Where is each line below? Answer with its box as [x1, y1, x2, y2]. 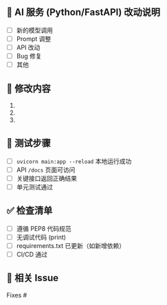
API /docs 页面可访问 [16, 166, 76, 174]
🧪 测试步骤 [6, 137, 51, 149]
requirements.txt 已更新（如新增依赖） [16, 241, 125, 249]
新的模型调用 [16, 26, 53, 34]
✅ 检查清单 [6, 205, 53, 216]
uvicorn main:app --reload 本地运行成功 [16, 157, 132, 165]
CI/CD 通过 [16, 250, 48, 258]
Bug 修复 [16, 52, 42, 60]
